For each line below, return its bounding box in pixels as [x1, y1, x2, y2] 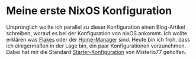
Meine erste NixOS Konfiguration [6, 4, 172, 18]
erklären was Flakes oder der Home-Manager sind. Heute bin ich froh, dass [6, 36, 191, 43]
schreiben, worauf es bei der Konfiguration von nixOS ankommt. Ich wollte [6, 29, 188, 36]
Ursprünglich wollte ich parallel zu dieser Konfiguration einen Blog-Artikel [6, 23, 185, 30]
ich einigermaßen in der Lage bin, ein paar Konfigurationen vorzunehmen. [6, 42, 187, 49]
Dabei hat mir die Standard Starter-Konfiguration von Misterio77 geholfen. [6, 48, 187, 55]
